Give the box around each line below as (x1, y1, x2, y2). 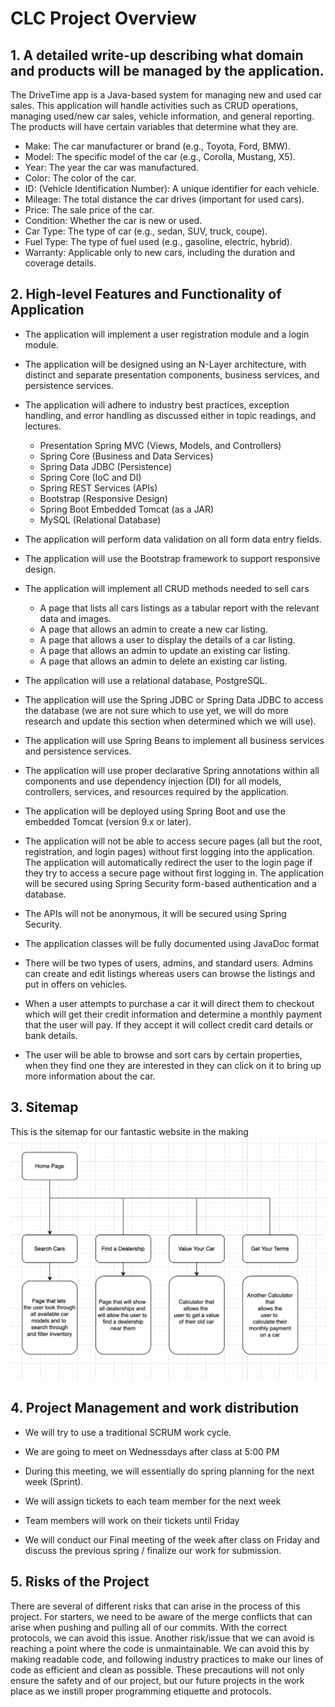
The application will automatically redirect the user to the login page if (24, 856, 313, 868)
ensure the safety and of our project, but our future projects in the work (10, 1674, 305, 1686)
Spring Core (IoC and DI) (39, 471, 142, 483)
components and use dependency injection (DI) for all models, (24, 775, 282, 787)
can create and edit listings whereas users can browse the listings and (24, 967, 316, 979)
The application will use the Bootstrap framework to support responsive (24, 552, 321, 564)
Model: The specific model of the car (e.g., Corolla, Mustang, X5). (24, 151, 296, 162)
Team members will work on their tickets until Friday (24, 1514, 240, 1526)
